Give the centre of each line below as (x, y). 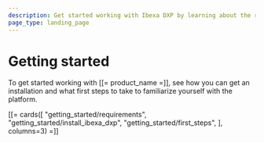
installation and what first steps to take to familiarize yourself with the (121, 91)
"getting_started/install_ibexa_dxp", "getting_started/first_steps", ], (115, 123)
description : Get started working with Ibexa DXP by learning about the (130, 15)
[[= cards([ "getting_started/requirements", (77, 115)
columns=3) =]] (33, 131)
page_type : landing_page (49, 23)
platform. (23, 99)
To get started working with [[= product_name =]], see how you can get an (129, 83)
